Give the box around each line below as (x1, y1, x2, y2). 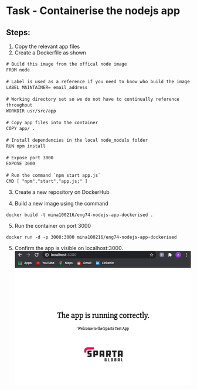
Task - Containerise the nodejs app (6, 4, 181, 18)
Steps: (6, 28, 30, 37)
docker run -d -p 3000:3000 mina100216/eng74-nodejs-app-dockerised (6, 234, 177, 240)
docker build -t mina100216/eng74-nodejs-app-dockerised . (6, 212, 154, 218)
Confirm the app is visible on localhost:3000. (14, 245, 123, 251)
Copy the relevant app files (14, 43, 80, 50)
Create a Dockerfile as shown (14, 49, 86, 56)
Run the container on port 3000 (14, 223, 91, 229)
